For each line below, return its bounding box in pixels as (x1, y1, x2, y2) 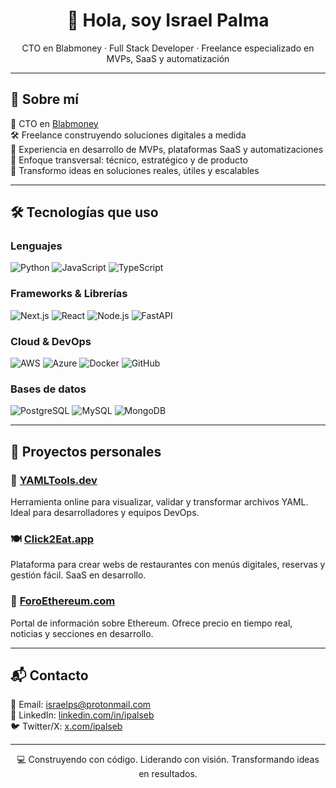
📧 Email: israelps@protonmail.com (10, 699, 152, 711)
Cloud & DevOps (10, 334, 92, 348)
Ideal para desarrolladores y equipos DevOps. (10, 507, 200, 519)
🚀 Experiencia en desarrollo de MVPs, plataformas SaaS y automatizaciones (10, 143, 324, 155)
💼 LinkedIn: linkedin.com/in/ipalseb (10, 709, 155, 721)
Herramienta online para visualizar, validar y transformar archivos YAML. (10, 496, 309, 508)
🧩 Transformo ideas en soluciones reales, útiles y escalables (10, 164, 260, 176)
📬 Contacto (10, 667, 89, 684)
